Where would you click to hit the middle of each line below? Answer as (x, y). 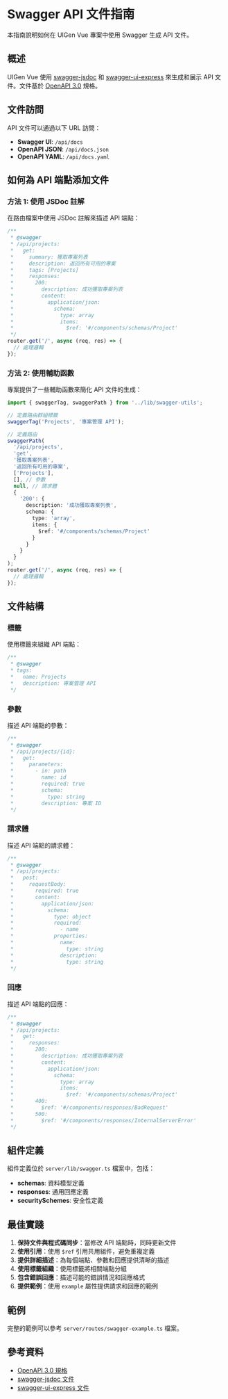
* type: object (51, 916)
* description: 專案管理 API (53, 683)
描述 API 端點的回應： (38, 1004)
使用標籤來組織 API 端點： (44, 645)
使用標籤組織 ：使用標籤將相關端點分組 (72, 1269)
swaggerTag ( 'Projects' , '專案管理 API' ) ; (66, 421)
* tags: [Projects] (44, 270)
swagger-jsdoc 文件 (46, 1379)
